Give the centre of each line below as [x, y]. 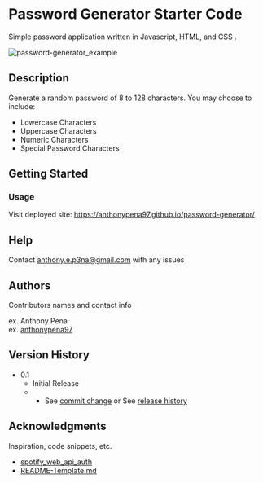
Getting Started [48, 174]
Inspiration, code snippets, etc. [60, 446]
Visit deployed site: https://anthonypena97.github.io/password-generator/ [131, 215]
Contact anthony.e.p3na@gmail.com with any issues [96, 260]
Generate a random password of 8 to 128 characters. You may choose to [130, 98]
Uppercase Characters [58, 130]
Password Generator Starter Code [125, 14]
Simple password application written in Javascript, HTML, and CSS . [123, 37]
